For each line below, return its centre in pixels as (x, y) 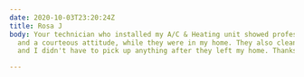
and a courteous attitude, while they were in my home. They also (145, 43)
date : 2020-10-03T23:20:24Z (62, 17)
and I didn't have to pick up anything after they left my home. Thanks (157, 51)
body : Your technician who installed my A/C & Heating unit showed (139, 34)
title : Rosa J (36, 26)
